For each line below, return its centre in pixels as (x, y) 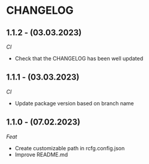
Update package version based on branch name (74, 103)
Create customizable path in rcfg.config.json (70, 148)
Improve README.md (41, 154)
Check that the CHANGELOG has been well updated (79, 58)
